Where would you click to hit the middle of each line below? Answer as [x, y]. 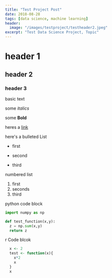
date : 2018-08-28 [23, 14]
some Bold [16, 118]
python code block [24, 203]
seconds [21, 189]
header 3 [16, 88]
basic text [15, 99]
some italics [17, 108]
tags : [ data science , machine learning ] [47, 19]
